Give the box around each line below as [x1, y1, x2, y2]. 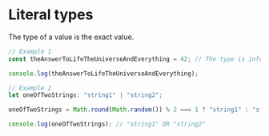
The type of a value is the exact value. [8, 32, 134, 42]
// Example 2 [8, 84, 52, 92]
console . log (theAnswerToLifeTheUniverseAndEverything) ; [8, 70, 199, 78]
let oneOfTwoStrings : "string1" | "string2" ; [8, 91, 163, 99]
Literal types [8, 6, 94, 24]
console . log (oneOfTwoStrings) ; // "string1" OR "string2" [8, 120, 206, 129]
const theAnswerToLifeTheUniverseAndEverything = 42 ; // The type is [8, 54, 246, 63]
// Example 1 [8, 47, 52, 55]
